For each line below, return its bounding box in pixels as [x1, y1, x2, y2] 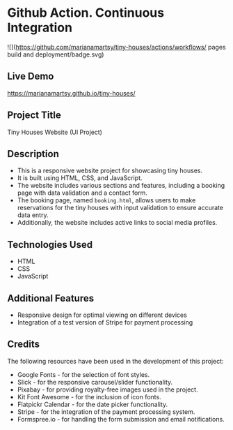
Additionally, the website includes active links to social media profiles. [17, 218, 218, 227]
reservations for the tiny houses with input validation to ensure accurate [17, 204, 224, 212]
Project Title [7, 110, 61, 121]
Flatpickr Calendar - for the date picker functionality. [17, 400, 168, 408]
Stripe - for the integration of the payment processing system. [17, 407, 195, 416]
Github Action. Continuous [7, 5, 165, 21]
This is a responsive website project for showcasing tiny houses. [17, 166, 203, 175]
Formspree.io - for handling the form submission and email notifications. [17, 415, 225, 423]
